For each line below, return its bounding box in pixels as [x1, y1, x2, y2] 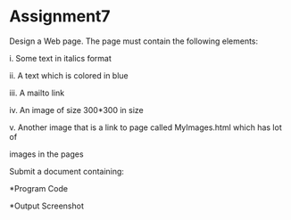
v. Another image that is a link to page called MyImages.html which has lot [9, 122, 283, 133]
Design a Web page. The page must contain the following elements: [9, 36, 259, 46]
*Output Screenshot [9, 200, 85, 211]
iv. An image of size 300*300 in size [9, 104, 145, 115]
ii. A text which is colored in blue [9, 69, 129, 81]
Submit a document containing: [9, 166, 125, 176]
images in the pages [9, 149, 84, 159]
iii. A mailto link [9, 87, 65, 98]
